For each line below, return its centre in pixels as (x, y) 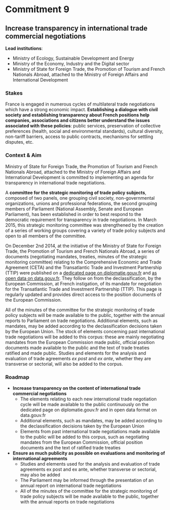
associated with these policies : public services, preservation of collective (83, 126)
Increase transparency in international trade (76, 28)
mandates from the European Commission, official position (81, 442)
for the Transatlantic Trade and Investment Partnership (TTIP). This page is (83, 289)
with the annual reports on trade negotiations (67, 502)
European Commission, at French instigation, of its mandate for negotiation (83, 283)
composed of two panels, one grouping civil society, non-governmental (80, 198)
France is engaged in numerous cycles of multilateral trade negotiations (80, 104)
